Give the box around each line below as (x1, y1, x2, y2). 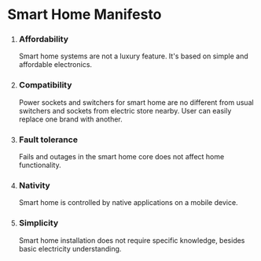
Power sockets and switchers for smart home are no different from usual (18, 97, 254, 107)
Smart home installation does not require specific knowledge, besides (18, 235, 245, 245)
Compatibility (18, 80, 72, 91)
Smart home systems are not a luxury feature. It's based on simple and (18, 51, 248, 61)
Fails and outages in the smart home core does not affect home (18, 152, 225, 162)
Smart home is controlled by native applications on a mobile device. (18, 198, 238, 207)
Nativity (18, 180, 50, 191)
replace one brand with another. (18, 114, 123, 124)
